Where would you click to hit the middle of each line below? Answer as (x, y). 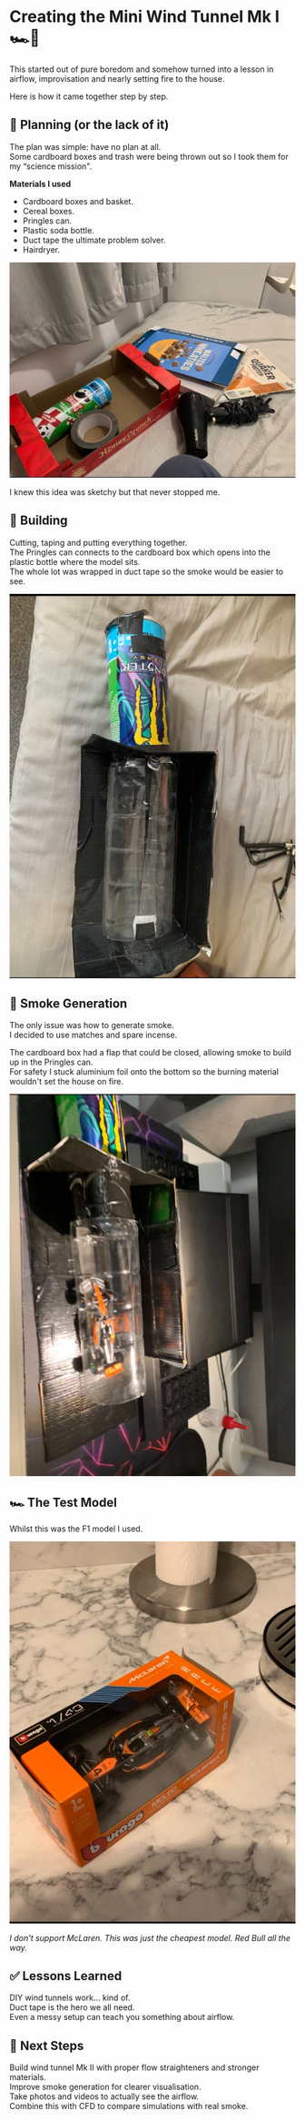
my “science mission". (51, 166)
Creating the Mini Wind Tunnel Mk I (144, 17)
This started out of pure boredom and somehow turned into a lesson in (142, 69)
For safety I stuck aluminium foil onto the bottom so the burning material (144, 1072)
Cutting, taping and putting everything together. (98, 542)
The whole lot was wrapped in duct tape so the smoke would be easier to (147, 571)
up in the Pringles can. (51, 1062)
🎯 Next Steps (47, 2046)
